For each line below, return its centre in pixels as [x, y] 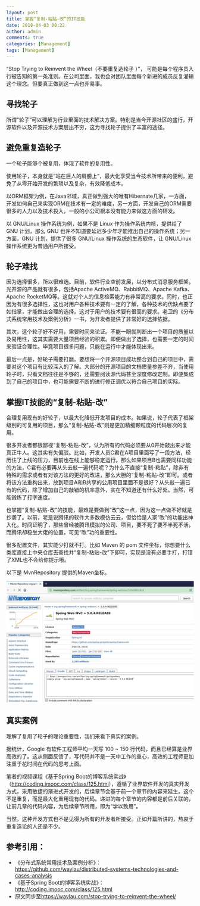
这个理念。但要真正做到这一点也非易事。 [56, 83]
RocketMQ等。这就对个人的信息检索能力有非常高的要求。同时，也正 [110, 297]
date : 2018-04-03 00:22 [36, 25]
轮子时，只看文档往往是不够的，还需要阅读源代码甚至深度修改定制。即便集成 [100, 374]
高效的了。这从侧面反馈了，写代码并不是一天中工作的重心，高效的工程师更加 [100, 756]
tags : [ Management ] [30, 51]
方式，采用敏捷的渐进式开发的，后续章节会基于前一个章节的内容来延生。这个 [100, 791]
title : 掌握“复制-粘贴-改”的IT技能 [46, 19]
